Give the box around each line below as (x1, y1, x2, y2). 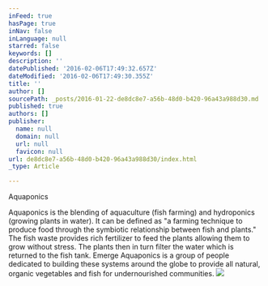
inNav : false (8, 27, 53, 35)
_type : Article (8, 163, 60, 171)
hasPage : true (8, 19, 57, 28)
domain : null (15, 132, 60, 140)
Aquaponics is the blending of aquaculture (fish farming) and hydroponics (8, 207, 255, 217)
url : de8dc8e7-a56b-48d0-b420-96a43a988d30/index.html (8, 155, 198, 163)
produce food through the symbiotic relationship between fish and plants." (8, 224, 257, 235)
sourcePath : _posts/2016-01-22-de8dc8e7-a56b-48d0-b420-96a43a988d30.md (8, 95, 259, 103)
